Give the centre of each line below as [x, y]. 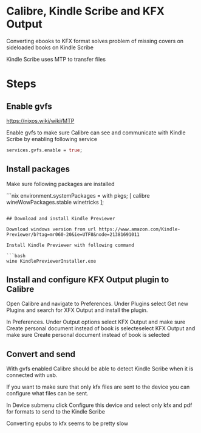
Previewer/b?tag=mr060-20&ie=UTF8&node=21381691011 [73, 234]
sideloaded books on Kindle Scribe [50, 47]
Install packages [38, 169]
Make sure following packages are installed [60, 184]
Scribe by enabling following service [52, 139]
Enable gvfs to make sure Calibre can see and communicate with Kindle [96, 133]
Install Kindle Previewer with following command [70, 245]
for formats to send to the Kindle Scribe [56, 412]
